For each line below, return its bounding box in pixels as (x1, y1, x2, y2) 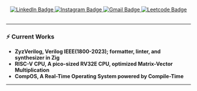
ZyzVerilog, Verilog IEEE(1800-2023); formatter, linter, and (14, 48, 161, 55)
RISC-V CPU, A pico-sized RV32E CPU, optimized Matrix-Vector (14, 61, 173, 68)
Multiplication (14, 66, 50, 73)
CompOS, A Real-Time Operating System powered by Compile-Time (14, 73, 184, 80)
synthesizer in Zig (14, 54, 60, 61)
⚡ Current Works (6, 32, 55, 40)
